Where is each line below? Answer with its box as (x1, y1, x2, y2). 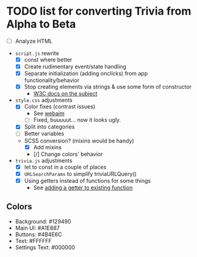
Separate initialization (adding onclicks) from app (24, 70, 148, 77)
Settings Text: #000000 (15, 244, 75, 251)
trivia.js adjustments (15, 157, 73, 164)
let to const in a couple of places (24, 163, 107, 171)
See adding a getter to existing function (33, 184, 133, 191)
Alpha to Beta (6, 17, 76, 31)
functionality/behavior (24, 77, 80, 84)
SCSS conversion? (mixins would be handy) (24, 137, 134, 144)
